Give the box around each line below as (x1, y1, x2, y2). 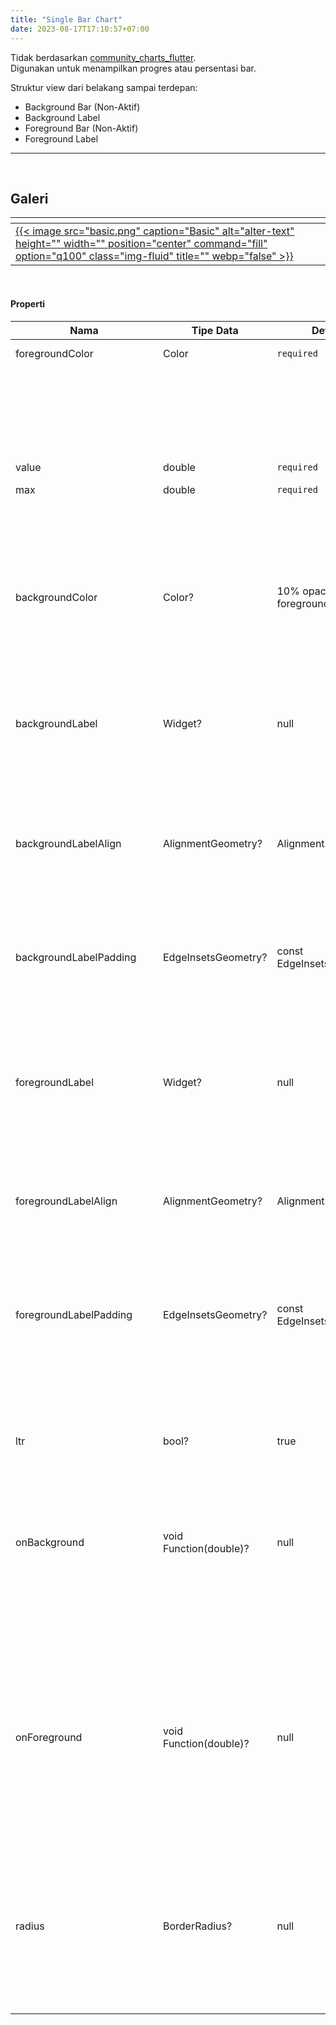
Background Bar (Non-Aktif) (24, 101, 141, 113)
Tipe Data (191, 323, 239, 337)
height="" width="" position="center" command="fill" (15, 237, 268, 251)
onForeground (15, 1730, 83, 1744)
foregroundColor (15, 346, 94, 360)
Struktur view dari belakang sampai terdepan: (10, 81, 198, 93)
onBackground (15, 1535, 85, 1549)
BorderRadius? (163, 1919, 233, 1933)
